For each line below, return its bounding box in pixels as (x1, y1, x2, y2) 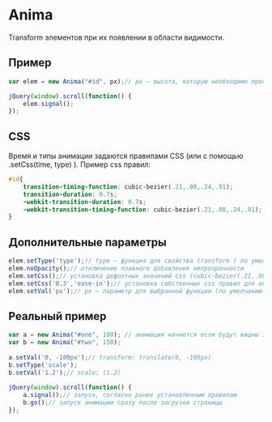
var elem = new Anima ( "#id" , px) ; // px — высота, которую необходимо (8, 77, 249, 86)
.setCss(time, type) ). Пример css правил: (8, 160, 151, 169)
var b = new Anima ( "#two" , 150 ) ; (8, 339, 121, 347)
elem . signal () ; (23, 100, 74, 108)
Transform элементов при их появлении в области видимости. (8, 32, 225, 42)
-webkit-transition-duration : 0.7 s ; (23, 198, 147, 206)
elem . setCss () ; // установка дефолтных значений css (8, 271, 186, 280)
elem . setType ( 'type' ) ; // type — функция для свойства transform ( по (8, 257, 249, 265)
